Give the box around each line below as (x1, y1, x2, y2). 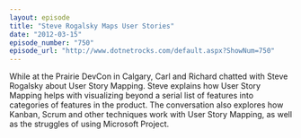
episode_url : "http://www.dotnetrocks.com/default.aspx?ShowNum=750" (9, 47, 276, 56)
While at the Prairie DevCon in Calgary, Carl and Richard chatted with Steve (9, 71, 288, 82)
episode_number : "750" (9, 38, 94, 47)
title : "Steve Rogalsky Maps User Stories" (9, 22, 175, 30)
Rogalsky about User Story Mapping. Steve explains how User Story (9, 81, 261, 91)
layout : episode (9, 13, 70, 22)
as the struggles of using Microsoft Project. (9, 118, 170, 130)
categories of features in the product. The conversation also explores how (9, 99, 284, 110)
